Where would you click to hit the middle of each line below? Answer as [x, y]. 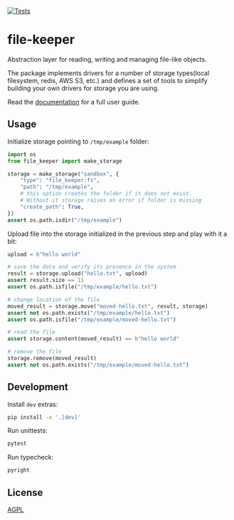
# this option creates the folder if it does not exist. [106, 194]
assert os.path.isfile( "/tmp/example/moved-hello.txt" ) [92, 320]
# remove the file [34, 352]
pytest [17, 444]
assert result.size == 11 [46, 281]
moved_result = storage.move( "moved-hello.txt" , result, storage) [108, 306]
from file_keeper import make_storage [65, 161]
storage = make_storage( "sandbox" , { [63, 174]
